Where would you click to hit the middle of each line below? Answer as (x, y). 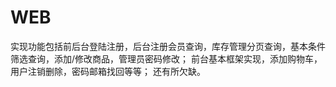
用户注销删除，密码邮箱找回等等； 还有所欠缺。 (108, 71)
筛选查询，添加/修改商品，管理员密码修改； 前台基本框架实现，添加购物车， (166, 58)
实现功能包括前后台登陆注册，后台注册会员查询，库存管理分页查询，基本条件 (168, 46)
